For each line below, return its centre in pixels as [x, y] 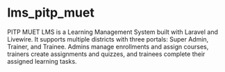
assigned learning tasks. [42, 61]
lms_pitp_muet [51, 13]
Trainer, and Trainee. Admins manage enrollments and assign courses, [108, 46]
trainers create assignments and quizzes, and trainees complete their [106, 54]
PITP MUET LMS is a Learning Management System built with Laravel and [113, 32]
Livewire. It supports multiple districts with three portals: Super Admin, [108, 39]
